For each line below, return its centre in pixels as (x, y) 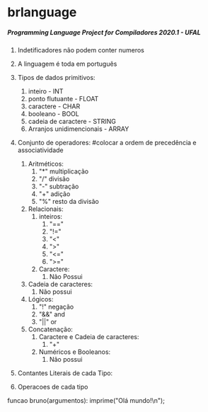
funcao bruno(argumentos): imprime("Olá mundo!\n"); (86, 401)
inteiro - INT (46, 91)
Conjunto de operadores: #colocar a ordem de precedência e (107, 143)
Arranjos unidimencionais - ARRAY (79, 129)
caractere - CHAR (54, 106)
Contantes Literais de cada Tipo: (65, 373)
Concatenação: (50, 329)
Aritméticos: (46, 164)
